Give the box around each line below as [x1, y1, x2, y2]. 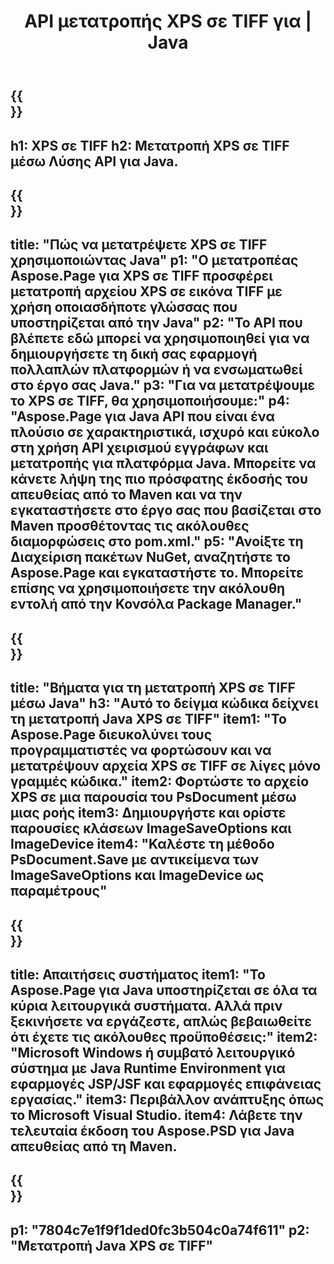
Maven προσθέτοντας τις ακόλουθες [10, 518, 250, 535]
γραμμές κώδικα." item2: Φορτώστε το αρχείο [10, 773, 310, 790]
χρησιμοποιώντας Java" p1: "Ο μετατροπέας [10, 252, 299, 269]
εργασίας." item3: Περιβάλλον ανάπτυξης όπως [10, 1091, 325, 1108]
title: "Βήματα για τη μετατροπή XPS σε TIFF [10, 680, 296, 697]
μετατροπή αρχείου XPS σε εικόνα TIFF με [10, 283, 283, 300]
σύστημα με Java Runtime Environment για [10, 1060, 286, 1077]
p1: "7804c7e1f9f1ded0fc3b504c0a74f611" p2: [10, 1221, 310, 1239]
